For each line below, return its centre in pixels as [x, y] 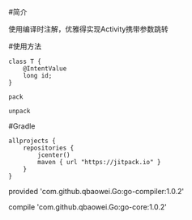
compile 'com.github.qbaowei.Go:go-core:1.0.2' [88, 207]
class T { [25, 61]
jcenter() [54, 155]
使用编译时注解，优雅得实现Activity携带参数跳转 [88, 29]
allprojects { [32, 141]
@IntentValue [45, 69]
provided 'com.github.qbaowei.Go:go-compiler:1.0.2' [96, 191]
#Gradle [22, 126]
